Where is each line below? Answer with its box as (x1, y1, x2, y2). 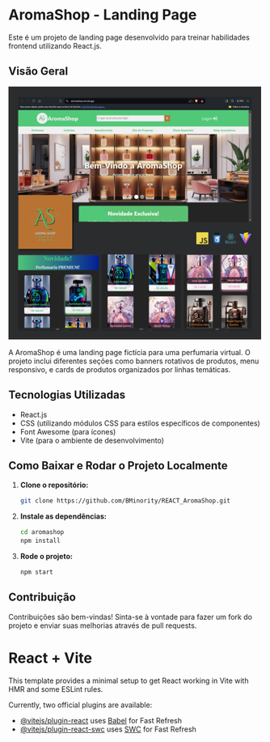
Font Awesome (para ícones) (19, 426, 116, 436)
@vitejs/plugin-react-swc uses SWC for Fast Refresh (19, 724, 196, 734)
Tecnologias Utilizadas (8, 388, 126, 402)
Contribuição (8, 591, 77, 604)
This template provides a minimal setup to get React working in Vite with (8, 676, 249, 685)
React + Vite (8, 649, 93, 667)
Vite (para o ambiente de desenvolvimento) (19, 435, 164, 445)
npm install (19, 536, 61, 545)
